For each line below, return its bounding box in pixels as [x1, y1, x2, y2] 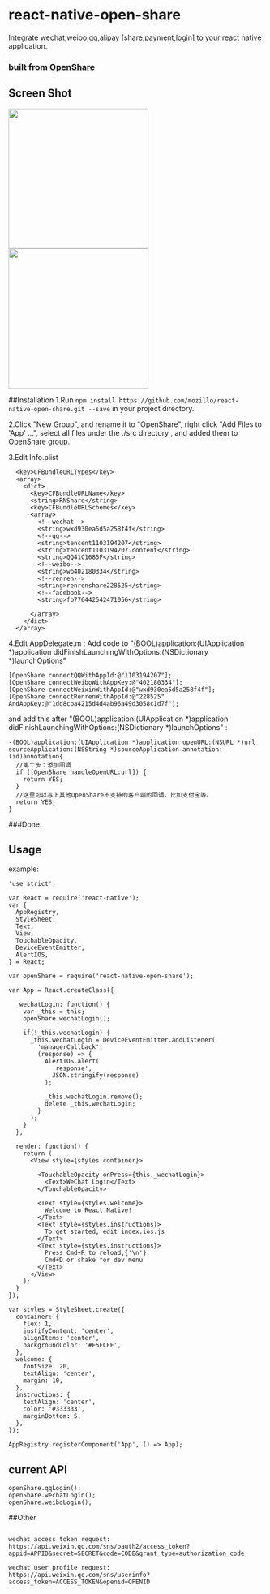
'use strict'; [8, 880, 57, 888]
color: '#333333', [23, 1405, 85, 1413]
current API [8, 1463, 67, 1476]
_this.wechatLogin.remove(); [44, 1093, 144, 1101]
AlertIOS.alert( [44, 1057, 100, 1066]
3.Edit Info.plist [8, 452, 58, 462]
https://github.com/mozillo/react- [118, 396, 239, 405]
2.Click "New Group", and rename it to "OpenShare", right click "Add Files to [8, 419, 262, 429]
